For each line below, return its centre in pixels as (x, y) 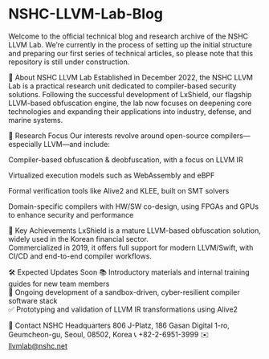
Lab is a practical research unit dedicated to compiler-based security (122, 86)
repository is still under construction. (69, 62)
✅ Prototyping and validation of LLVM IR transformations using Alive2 (123, 309)
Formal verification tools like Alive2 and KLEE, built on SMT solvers (119, 190)
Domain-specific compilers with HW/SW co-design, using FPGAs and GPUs (134, 206)
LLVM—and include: (77, 144)
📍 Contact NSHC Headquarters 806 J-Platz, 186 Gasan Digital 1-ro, (119, 325)
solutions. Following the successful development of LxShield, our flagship (130, 94)
